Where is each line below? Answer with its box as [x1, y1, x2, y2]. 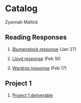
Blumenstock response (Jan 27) [12, 46, 77, 52]
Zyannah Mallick [5, 19, 38, 25]
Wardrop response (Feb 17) [12, 65, 67, 71]
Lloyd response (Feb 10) [12, 56, 61, 62]
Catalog [5, 3, 38, 14]
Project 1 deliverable [12, 92, 53, 98]
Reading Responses [5, 33, 67, 41]
